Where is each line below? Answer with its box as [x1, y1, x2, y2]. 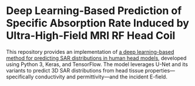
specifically [6, 73, 34, 80]
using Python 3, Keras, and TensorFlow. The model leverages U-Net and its [6, 60, 188, 68]
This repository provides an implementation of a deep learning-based [6, 48, 174, 55]
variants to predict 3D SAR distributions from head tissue [6, 67, 144, 74]
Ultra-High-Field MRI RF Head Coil [6, 29, 176, 42]
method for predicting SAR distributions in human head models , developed [6, 54, 187, 61]
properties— [144, 67, 175, 74]
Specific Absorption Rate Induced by [6, 16, 190, 30]
